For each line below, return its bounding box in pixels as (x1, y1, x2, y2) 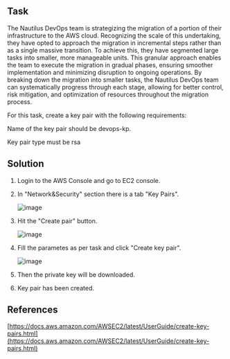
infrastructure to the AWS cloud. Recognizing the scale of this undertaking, (7, 31, 222, 40)
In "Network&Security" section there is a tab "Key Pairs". (17, 190, 179, 198)
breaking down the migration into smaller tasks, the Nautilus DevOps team (7, 76, 219, 84)
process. (7, 97, 33, 106)
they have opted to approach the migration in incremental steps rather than (7, 38, 222, 47)
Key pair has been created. (17, 283, 95, 292)
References (7, 304, 58, 316)
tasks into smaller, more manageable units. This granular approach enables (7, 53, 222, 62)
